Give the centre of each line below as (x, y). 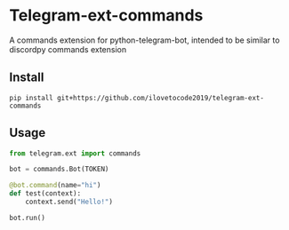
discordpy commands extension (68, 49)
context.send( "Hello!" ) (69, 202)
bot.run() (28, 218)
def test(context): (45, 194)
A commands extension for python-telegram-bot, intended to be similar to (144, 40)
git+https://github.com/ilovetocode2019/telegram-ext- (161, 98)
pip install (31, 98)
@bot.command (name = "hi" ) (55, 186)
